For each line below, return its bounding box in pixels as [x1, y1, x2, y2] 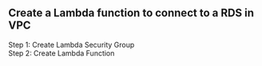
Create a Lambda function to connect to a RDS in [8, 6, 254, 20]
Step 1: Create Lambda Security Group [8, 40, 135, 49]
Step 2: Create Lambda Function [8, 48, 115, 58]
